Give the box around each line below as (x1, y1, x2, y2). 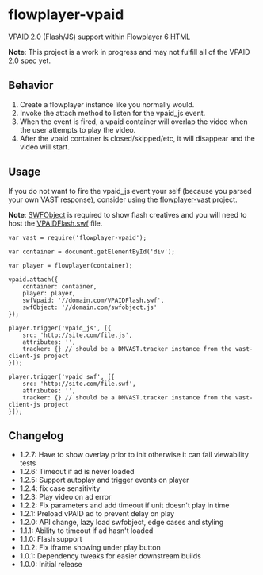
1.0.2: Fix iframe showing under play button (19, 542, 161, 553)
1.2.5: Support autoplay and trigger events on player (19, 475, 189, 485)
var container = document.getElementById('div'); (8, 248, 176, 256)
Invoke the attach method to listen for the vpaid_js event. (19, 108, 206, 118)
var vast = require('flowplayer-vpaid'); (8, 233, 147, 241)
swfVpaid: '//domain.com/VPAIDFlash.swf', (22, 296, 165, 304)
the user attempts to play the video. (19, 125, 136, 134)
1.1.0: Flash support (19, 534, 82, 544)
